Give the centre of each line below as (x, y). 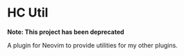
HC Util (28, 13)
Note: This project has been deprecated (66, 32)
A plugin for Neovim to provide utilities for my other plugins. (93, 45)
